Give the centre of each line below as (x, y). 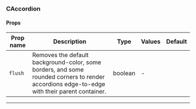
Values (151, 41)
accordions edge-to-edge (69, 85)
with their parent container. (69, 92)
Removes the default (60, 55)
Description (70, 41)
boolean (124, 73)
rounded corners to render (68, 77)
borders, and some (58, 70)
